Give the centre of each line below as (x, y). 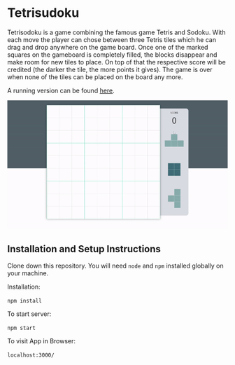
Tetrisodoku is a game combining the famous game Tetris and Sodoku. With (116, 32)
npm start (22, 328)
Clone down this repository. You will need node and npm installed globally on (115, 266)
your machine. (28, 273)
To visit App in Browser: (41, 340)
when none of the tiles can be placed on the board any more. (95, 77)
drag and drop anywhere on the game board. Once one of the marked (108, 47)
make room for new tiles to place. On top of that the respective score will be (116, 62)
